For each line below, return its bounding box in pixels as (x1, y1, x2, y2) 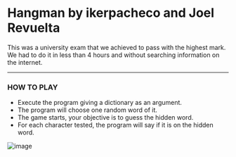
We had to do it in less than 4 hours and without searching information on (7, 51, 220, 59)
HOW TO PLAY (7, 82, 58, 92)
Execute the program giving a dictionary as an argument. (17, 99, 183, 107)
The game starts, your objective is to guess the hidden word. (17, 113, 194, 122)
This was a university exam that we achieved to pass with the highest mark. (7, 43, 226, 51)
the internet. (7, 58, 43, 66)
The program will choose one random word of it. (17, 106, 158, 114)
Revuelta (7, 20, 60, 36)
